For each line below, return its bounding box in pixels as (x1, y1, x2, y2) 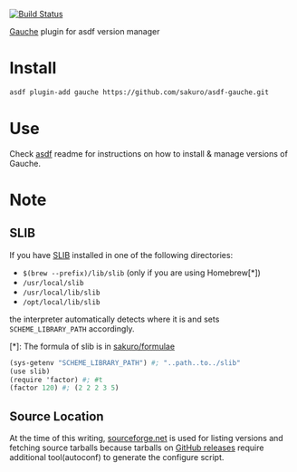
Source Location (9, 409, 104, 424)
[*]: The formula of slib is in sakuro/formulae (9, 341, 175, 352)
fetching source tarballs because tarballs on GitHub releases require (9, 442, 264, 453)
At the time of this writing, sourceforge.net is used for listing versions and (9, 433, 283, 444)
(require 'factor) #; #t (9, 375, 103, 384)
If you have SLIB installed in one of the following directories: (9, 249, 234, 260)
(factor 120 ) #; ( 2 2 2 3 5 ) (9, 383, 120, 393)
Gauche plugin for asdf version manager (9, 26, 160, 36)
